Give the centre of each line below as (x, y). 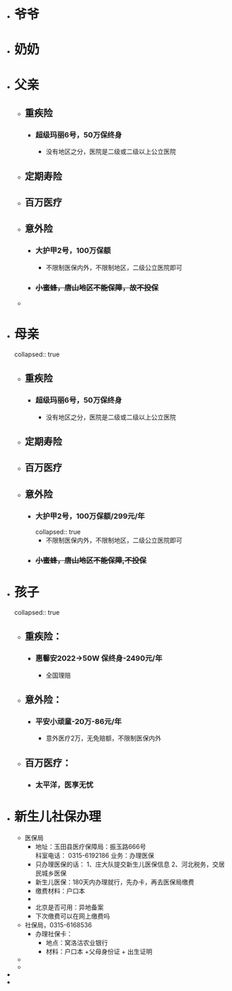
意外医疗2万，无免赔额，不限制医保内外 (103, 738)
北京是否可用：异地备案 (69, 907)
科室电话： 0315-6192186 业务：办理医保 (94, 855)
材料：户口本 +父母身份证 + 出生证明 (99, 951)
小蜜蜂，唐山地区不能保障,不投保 (91, 560)
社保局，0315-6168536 (58, 924)
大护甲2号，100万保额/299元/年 (90, 516)
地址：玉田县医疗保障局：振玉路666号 (91, 846)
